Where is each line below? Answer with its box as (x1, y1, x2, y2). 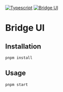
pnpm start (5, 82, 28, 87)
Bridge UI (5, 22, 45, 33)
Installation (5, 42, 41, 50)
